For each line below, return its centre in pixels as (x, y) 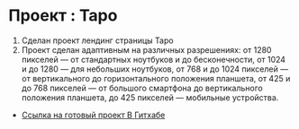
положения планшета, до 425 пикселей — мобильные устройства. (150, 97)
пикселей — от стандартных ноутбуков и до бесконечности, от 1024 (153, 59)
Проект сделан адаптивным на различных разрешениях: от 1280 (146, 49)
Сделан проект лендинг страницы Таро (97, 40)
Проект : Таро (63, 16)
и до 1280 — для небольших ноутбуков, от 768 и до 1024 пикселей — (155, 69)
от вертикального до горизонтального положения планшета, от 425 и (156, 78)
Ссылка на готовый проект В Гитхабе (93, 115)
